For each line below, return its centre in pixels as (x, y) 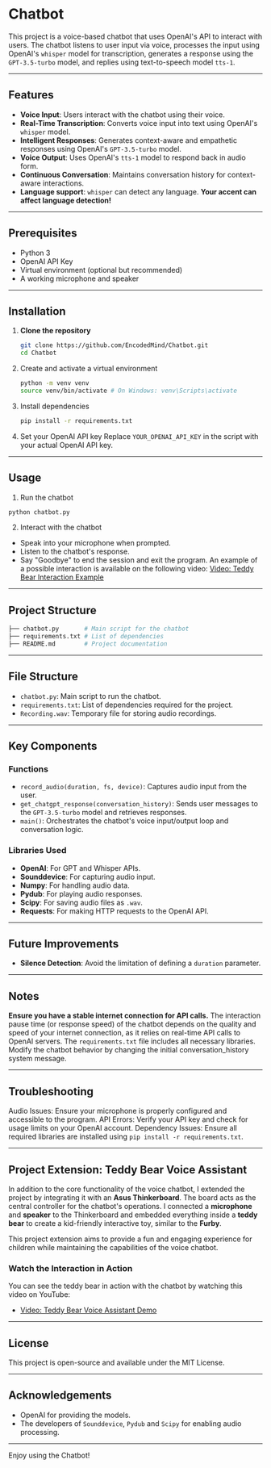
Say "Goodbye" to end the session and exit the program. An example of (139, 560)
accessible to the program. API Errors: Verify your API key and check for (128, 1119)
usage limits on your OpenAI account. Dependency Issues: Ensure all (123, 1128)
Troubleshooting (51, 1092)
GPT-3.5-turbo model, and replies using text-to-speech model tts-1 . (122, 62)
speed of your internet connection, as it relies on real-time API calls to (124, 1033)
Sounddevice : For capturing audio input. (88, 876)
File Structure (43, 677)
